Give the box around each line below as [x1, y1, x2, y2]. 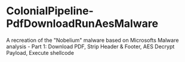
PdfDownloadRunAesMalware [6, 17, 159, 30]
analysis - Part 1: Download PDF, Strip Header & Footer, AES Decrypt [6, 43, 175, 50]
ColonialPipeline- [6, 4, 94, 18]
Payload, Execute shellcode [6, 49, 75, 56]
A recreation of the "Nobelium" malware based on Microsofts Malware [6, 36, 179, 44]
